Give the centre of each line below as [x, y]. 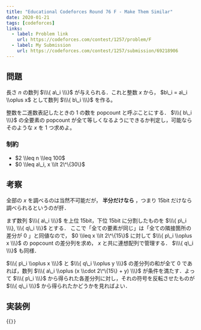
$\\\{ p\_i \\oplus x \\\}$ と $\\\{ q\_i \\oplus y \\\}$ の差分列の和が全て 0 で [97, 263]
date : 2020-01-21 [28, 17]
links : [14, 28]
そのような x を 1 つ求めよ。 [41, 127]
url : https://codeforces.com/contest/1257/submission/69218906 [98, 51]
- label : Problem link [40, 34]
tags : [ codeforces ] [31, 23]
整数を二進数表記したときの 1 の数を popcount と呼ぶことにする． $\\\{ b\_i [99, 112]
